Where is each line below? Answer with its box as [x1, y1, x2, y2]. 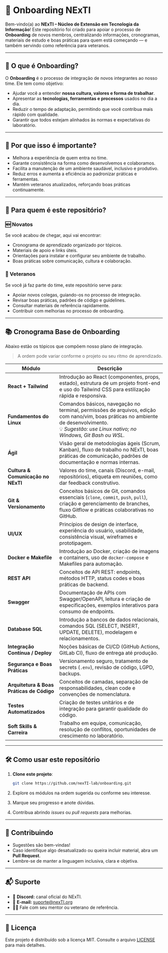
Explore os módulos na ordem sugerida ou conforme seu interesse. [12, 790, 151, 796]
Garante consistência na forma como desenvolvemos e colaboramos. [12, 160, 156, 166]
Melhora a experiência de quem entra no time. [12, 155, 108, 161]
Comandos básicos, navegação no [59, 400, 141, 407]
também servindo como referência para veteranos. [5, 42, 110, 48]
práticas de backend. [59, 581, 109, 588]
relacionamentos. [59, 635, 100, 642]
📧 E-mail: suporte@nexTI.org [12, 899, 73, 905]
